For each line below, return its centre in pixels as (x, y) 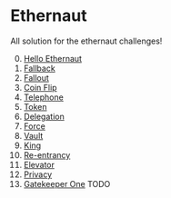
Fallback (39, 68)
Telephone (44, 97)
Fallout (36, 77)
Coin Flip (40, 87)
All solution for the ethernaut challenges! (86, 41)
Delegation (44, 116)
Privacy (38, 174)
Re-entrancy (47, 154)
